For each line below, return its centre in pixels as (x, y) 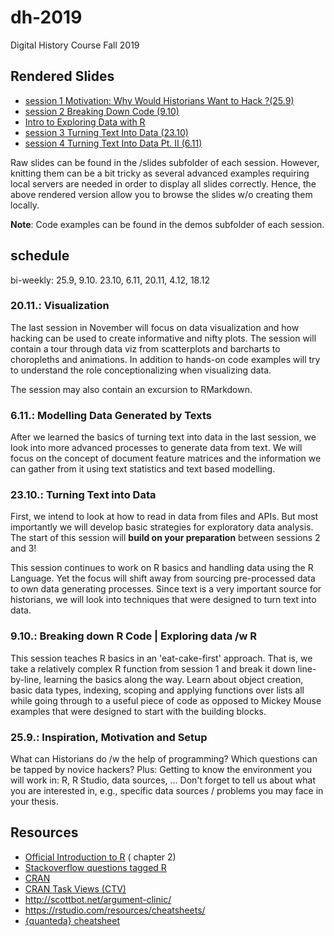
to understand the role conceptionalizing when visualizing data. (141, 370)
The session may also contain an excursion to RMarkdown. (131, 389)
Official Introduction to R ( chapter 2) (100, 857)
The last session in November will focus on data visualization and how (155, 327)
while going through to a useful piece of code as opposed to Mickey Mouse (166, 700)
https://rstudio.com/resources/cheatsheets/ (115, 910)
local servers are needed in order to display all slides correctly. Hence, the (163, 183)
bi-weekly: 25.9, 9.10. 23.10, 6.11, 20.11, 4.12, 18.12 (110, 280)
